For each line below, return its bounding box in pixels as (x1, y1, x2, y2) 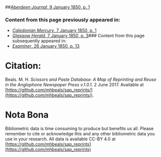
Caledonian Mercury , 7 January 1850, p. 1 (12, 27, 97, 33)
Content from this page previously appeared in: (5, 16, 120, 23)
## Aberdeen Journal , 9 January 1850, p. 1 (5, 4, 90, 10)
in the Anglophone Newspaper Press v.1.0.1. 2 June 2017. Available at (5, 82, 144, 88)
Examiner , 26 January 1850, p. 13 (12, 43, 80, 49)
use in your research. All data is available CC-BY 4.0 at (5, 136, 116, 142)
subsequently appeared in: (12, 38, 67, 44)
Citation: (5, 60, 41, 72)
